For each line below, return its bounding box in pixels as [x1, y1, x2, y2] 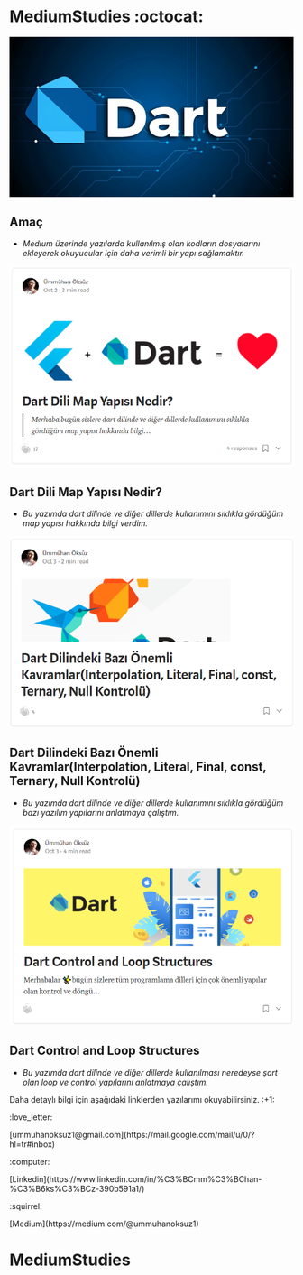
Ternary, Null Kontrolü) [9, 773, 141, 789]
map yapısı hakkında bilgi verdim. [22, 518, 149, 529]
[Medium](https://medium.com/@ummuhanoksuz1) [9, 1218, 200, 1229]
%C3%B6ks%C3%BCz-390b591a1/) [9, 1183, 145, 1194]
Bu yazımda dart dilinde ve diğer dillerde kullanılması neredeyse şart [22, 1067, 278, 1077]
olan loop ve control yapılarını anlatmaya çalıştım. [22, 1076, 209, 1087]
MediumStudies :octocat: [9, 6, 204, 27]
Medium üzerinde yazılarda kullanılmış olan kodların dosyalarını [22, 238, 261, 249]
